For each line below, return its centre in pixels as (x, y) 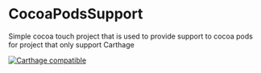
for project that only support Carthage (71, 44)
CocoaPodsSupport (76, 14)
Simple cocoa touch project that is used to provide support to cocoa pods (131, 36)
